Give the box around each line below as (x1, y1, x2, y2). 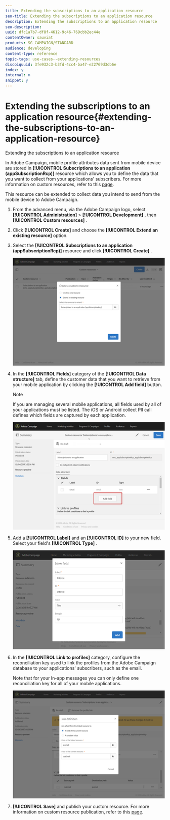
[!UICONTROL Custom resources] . (12, 217, 88, 223)
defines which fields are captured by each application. (12, 412, 126, 418)
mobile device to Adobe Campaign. (5, 196, 79, 202)
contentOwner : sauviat (5, 35, 53, 40)
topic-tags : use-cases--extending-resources (5, 56, 101, 62)
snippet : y (5, 78, 28, 83)
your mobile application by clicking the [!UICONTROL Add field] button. (12, 382, 162, 388)
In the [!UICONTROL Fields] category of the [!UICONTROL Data (12, 370, 146, 376)
